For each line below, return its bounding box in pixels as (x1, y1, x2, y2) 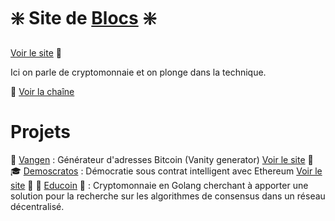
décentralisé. (10, 200, 65, 212)
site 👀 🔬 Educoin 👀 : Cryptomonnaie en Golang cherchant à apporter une (10, 179, 309, 191)
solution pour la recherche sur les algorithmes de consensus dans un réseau (10, 190, 326, 202)
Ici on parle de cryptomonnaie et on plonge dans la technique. (10, 66, 267, 78)
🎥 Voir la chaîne (10, 85, 75, 97)
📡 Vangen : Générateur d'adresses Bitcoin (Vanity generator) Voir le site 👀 (10, 153, 314, 165)
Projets (10, 121, 72, 144)
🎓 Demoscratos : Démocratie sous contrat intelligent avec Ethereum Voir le (10, 165, 323, 177)
